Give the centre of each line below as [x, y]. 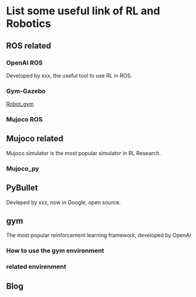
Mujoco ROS [24, 119]
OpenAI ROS [24, 63]
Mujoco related [35, 139]
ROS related [29, 46]
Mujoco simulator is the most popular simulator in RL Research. [84, 153]
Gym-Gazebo [26, 91]
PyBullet [22, 188]
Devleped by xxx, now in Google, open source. [63, 202]
